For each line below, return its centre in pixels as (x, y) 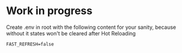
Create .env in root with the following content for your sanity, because (91, 27)
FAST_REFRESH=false (30, 44)
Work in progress (49, 11)
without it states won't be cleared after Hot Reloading (71, 33)
